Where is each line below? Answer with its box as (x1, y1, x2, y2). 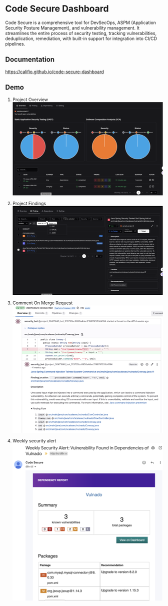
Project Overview (12, 96, 48, 103)
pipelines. (5, 41, 25, 47)
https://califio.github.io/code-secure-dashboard (5, 69, 104, 75)
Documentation (5, 56, 55, 64)
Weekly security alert (12, 437, 56, 443)
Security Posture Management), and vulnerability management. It (5, 25, 140, 31)
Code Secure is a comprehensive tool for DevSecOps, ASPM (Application (5, 20, 156, 26)
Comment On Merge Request (12, 300, 73, 306)
